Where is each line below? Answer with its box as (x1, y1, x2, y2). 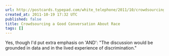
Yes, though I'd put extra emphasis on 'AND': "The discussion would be (5, 39, 153, 45)
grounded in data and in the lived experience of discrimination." (5, 45, 137, 51)
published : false (5, 16, 42, 21)
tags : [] (5, 26, 24, 31)
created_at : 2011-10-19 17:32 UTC (5, 12, 78, 17)
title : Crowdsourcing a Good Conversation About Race (5, 21, 121, 26)
